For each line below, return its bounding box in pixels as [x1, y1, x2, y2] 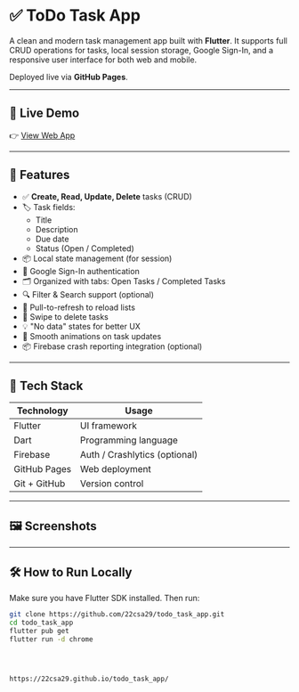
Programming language [79, 434, 178, 446]
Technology [16, 404, 69, 417]
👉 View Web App [9, 130, 76, 141]
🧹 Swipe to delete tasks [21, 311, 109, 322]
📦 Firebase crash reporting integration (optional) [21, 340, 203, 352]
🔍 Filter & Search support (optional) [21, 289, 154, 299]
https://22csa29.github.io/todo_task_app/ [9, 674, 169, 683]
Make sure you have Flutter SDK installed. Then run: [9, 593, 200, 603]
